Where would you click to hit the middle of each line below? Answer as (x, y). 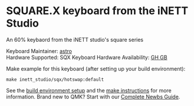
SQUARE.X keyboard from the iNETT (97, 11)
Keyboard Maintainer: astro (39, 51)
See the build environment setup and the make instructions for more (89, 90)
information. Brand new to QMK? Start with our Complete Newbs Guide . (93, 97)
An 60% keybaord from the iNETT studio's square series (75, 39)
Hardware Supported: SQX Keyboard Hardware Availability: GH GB (87, 57)
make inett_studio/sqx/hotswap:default (55, 79)
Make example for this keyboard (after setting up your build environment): (96, 68)
